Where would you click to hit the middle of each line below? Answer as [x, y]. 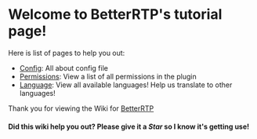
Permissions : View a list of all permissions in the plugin [108, 76]
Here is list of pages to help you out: [67, 53]
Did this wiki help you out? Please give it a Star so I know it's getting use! [129, 126]
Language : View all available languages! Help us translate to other [126, 85]
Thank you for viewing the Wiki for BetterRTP [81, 108]
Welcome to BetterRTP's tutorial [115, 15]
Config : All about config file [63, 68]
